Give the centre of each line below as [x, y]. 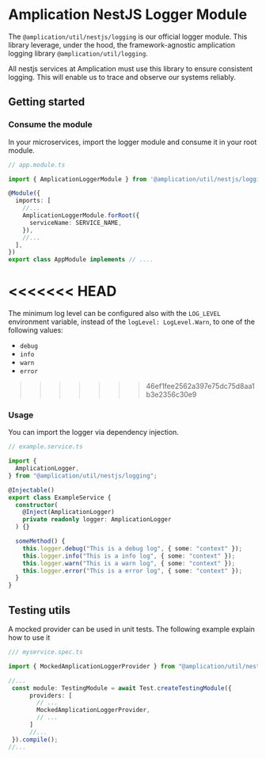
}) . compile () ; [35, 739]
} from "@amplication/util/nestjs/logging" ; [83, 476]
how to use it [29, 638]
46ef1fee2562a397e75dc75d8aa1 [200, 387]
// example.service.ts [46, 447]
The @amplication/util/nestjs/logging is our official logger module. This [128, 36]
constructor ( [37, 505]
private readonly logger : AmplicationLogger [97, 520]
